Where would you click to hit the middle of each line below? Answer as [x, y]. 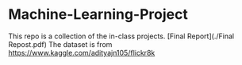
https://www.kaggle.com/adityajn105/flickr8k [82, 52]
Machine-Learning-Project [98, 14]
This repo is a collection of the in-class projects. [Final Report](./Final [121, 36]
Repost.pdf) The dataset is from [60, 44]
